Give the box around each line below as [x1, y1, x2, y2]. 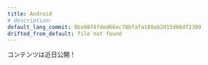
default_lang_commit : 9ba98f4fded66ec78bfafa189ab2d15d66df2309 [7, 23, 202, 30]
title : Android [7, 10, 53, 18]
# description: [7, 17, 53, 24]
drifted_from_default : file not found [7, 30, 122, 37]
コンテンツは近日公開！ [7, 50, 76, 59]
